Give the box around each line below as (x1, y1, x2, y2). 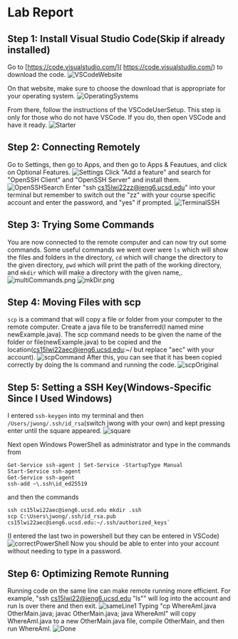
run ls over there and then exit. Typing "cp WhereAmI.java (7, 602, 217, 610)
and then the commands (7, 493, 79, 501)
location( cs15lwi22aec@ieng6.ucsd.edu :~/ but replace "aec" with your (7, 345, 215, 354)
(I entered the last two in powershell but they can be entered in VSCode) (7, 532, 219, 541)
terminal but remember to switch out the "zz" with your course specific (7, 190, 216, 199)
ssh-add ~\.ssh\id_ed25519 (7, 481, 88, 488)
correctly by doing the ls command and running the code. (7, 361, 177, 369)
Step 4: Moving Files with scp (7, 297, 141, 309)
